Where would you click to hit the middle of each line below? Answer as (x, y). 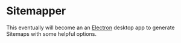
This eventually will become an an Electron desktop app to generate (91, 27)
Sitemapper (36, 11)
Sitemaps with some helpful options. (52, 33)
